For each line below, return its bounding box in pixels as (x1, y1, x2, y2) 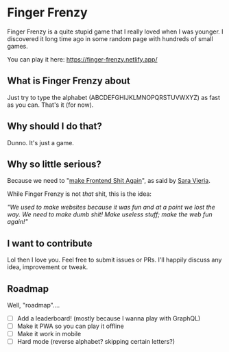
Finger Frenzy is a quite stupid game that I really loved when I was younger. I (7, 27, 224, 36)
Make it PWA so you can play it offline (16, 322, 125, 330)
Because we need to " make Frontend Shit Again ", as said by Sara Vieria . (7, 177, 210, 185)
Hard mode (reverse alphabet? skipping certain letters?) (16, 338, 176, 346)
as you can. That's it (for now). (7, 101, 94, 109)
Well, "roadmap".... (7, 301, 60, 309)
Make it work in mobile (16, 330, 82, 338)
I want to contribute (7, 238, 93, 249)
